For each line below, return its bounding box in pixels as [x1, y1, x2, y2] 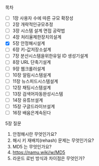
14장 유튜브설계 [12, 97, 43, 103]
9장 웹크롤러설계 [12, 65, 45, 71]
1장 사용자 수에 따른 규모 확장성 [12, 15, 74, 21]
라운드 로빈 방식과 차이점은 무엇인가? [12, 155, 85, 161]
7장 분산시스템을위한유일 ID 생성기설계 [12, 53, 88, 59]
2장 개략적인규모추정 [12, 22, 54, 28]
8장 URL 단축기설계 [12, 59, 51, 65]
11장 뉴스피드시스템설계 [12, 78, 58, 84]
